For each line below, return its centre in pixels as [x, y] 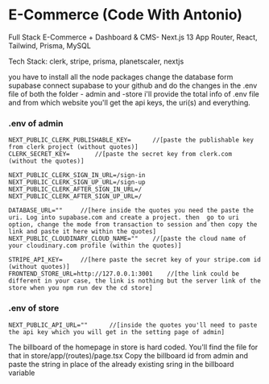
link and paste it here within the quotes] [83, 232]
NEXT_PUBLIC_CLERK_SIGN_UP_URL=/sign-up [77, 183]
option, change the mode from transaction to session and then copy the [133, 225]
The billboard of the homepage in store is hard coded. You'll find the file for [133, 347]
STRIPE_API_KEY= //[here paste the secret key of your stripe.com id [135, 260]
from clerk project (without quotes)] [73, 147]
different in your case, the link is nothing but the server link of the [135, 281]
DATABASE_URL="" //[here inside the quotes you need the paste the [131, 211]
